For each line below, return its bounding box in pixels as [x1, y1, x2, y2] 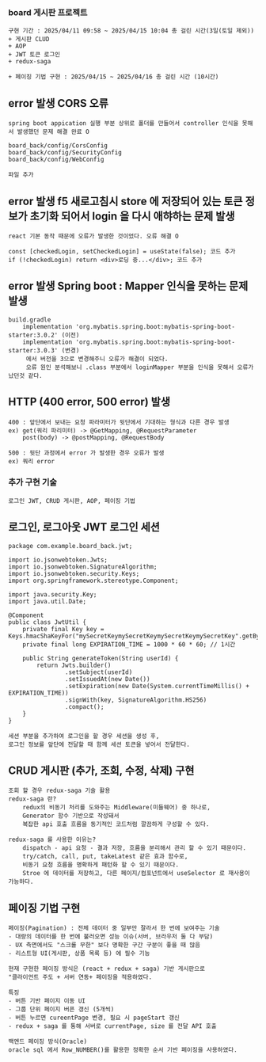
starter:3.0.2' [8, 331, 59, 339]
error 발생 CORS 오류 [8, 97, 109, 110]
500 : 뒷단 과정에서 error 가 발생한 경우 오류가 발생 [8, 449, 165, 457]
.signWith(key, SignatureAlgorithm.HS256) [64, 695, 207, 704]
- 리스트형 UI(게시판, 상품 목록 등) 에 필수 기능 [8, 950, 150, 957]
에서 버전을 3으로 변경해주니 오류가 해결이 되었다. [25, 355, 169, 363]
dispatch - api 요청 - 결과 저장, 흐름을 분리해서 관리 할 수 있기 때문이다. [22, 844, 247, 852]
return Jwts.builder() [36, 661, 112, 669]
